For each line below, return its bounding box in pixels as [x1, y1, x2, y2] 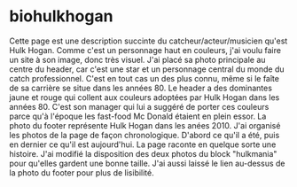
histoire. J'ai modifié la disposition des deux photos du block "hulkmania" [9, 148, 277, 159]
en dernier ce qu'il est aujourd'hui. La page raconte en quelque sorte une [9, 139, 277, 150]
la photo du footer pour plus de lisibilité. [9, 167, 155, 178]
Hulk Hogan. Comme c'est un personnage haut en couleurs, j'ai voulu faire [9, 44, 282, 55]
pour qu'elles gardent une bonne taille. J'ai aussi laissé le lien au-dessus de [9, 158, 285, 168]
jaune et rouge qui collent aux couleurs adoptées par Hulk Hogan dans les [9, 91, 280, 103]
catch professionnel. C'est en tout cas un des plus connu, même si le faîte [9, 73, 279, 83]
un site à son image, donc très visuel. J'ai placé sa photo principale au [9, 54, 266, 65]
